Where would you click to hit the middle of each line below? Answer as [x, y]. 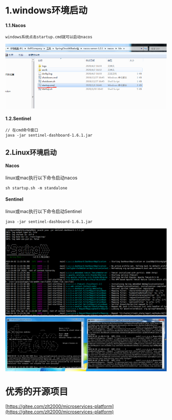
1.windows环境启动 [47, 10]
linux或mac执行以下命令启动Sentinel [44, 212]
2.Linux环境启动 [31, 152]
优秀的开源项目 [37, 392]
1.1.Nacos [16, 25]
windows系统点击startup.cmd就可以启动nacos [49, 37]
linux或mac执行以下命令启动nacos [41, 178]
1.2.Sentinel [18, 118]
